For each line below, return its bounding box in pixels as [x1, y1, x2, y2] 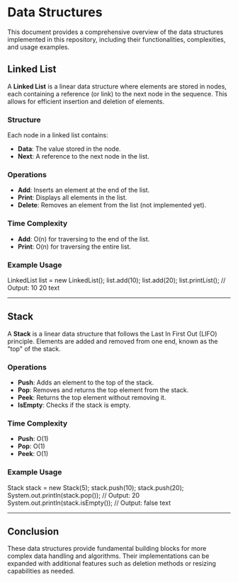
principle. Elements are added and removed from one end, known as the [7, 337, 218, 346]
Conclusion [7, 525, 59, 538]
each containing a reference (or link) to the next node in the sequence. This [7, 89, 228, 98]
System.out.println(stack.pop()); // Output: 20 [7, 491, 140, 499]
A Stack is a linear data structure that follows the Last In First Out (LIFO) [7, 329, 217, 338]
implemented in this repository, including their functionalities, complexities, [7, 35, 226, 43]
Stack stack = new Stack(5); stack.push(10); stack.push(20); [7, 483, 184, 492]
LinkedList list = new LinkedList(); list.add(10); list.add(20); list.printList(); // [7, 275, 226, 284]
